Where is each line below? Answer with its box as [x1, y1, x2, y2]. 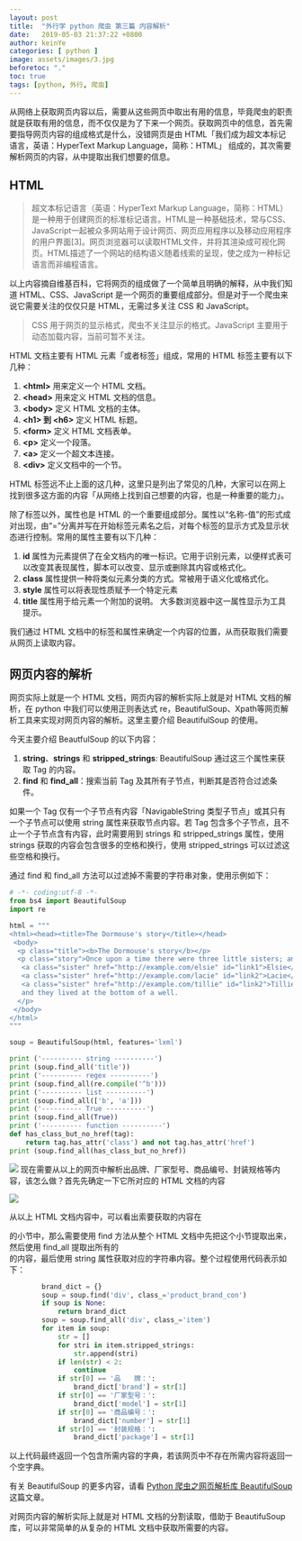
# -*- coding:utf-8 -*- [9, 889, 99, 898]
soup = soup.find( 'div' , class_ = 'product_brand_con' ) [41, 1290, 247, 1299]
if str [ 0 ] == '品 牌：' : [57, 1374, 156, 1383]
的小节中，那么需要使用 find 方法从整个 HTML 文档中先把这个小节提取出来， [9, 1230, 292, 1241]
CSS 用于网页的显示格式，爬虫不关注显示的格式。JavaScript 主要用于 [31, 320, 289, 331]
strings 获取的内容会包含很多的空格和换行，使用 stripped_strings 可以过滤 [9, 840, 282, 851]
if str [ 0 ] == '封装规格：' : [57, 1425, 156, 1434]
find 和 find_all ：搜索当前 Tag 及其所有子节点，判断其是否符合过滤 [22, 776, 270, 787]
